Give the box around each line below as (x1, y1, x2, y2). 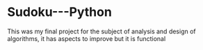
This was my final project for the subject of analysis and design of (7, 27, 196, 35)
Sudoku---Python (7, 4, 113, 20)
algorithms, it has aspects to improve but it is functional (7, 34, 166, 42)
